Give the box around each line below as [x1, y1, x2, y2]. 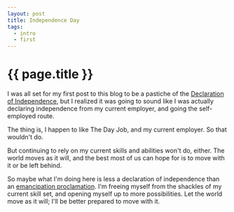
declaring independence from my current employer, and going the [7, 104, 198, 113]
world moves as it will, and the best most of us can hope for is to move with [7, 154, 226, 162]
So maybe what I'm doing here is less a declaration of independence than [7, 175, 220, 183]
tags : [7, 23, 23, 30]
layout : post [7, 10, 46, 17]
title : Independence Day [7, 17, 80, 24]
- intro [13, 29, 36, 37]
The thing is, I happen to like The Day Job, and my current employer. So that [7, 125, 228, 134]
